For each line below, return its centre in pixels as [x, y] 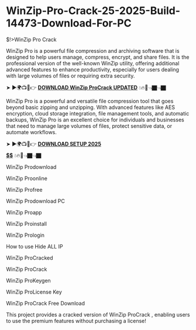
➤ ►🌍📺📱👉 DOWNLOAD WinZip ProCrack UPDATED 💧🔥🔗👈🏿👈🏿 [86, 87]
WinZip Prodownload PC [36, 201]
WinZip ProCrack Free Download [45, 303]
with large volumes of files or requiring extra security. [71, 76]
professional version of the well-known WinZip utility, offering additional [93, 63]
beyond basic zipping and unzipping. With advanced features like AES [91, 107]
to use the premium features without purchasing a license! [76, 321]
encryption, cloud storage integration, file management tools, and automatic [98, 113]
